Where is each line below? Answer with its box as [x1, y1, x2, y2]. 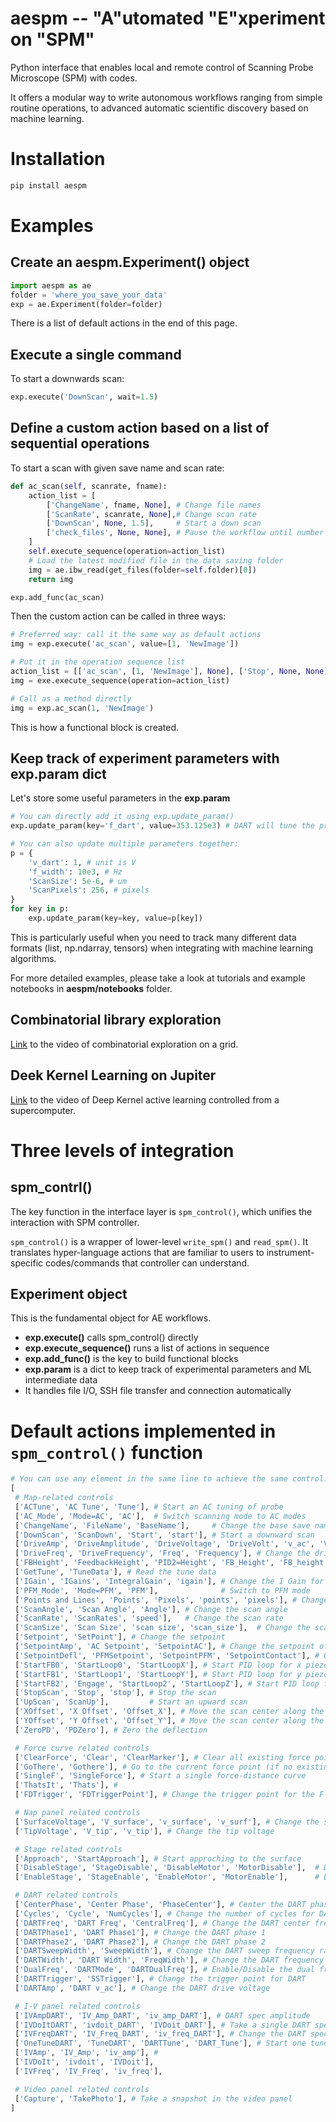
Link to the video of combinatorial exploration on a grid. [10, 1038, 239, 1050]
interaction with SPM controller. [10, 1216, 140, 1228]
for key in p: [10, 904, 70, 914]
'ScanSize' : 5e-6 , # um [28, 876, 128, 886]
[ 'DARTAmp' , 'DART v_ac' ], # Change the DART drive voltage [14, 1983, 271, 1993]
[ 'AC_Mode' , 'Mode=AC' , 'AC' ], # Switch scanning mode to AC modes [14, 1511, 307, 1521]
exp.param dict [10, 765, 107, 782]
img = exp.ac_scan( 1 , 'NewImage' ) [10, 703, 155, 713]
